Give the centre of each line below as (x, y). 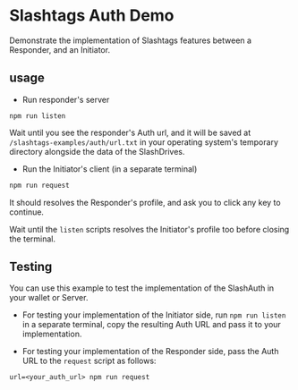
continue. (27, 212)
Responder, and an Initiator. (60, 49)
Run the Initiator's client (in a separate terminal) (110, 169)
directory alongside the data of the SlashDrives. (97, 151)
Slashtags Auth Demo (92, 16)
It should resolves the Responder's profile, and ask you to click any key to (145, 202)
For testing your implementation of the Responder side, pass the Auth (150, 352)
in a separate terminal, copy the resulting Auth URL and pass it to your (152, 325)
